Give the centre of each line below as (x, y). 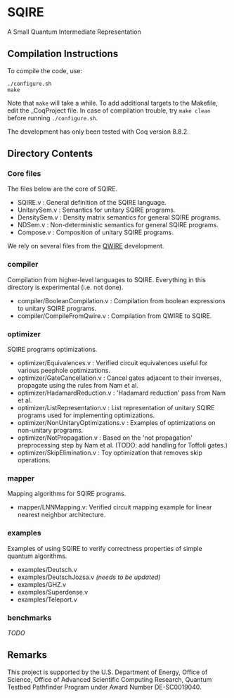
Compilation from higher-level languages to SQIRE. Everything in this (106, 279)
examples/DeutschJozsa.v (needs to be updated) (89, 577)
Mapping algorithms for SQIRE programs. (67, 494)
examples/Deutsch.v (47, 569)
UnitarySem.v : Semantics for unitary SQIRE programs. (96, 210)
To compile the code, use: (45, 70)
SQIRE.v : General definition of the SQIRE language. (92, 203)
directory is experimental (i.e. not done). (65, 287)
